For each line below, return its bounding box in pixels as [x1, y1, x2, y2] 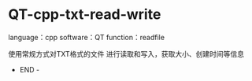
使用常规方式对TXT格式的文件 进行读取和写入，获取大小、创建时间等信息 [8, 49, 245, 58]
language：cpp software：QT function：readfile [8, 32, 165, 42]
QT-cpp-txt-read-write [8, 6, 161, 24]
